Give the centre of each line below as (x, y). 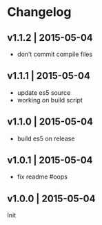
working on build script (50, 100)
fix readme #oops (42, 177)
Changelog (39, 12)
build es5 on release (46, 138)
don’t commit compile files (55, 54)
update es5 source (44, 92)
